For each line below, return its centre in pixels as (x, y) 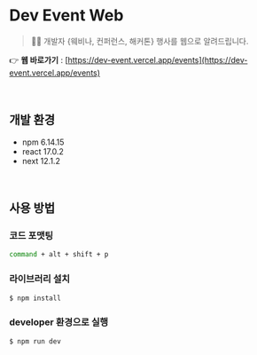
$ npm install (35, 298)
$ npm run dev (35, 341)
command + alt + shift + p (59, 255)
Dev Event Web (66, 16)
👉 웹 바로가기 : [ (39, 59)
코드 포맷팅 (31, 236)
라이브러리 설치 (40, 279)
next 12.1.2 (41, 161)
